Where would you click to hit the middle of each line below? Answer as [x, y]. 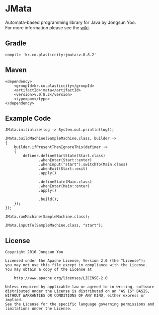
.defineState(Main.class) [65, 182]
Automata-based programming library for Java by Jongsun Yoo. [71, 22]
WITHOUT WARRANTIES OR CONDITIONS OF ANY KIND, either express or [75, 296]
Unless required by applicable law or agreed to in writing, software [80, 287]
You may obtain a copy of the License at [49, 270]
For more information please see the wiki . [48, 27]
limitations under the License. [39, 309]
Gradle [16, 43]
